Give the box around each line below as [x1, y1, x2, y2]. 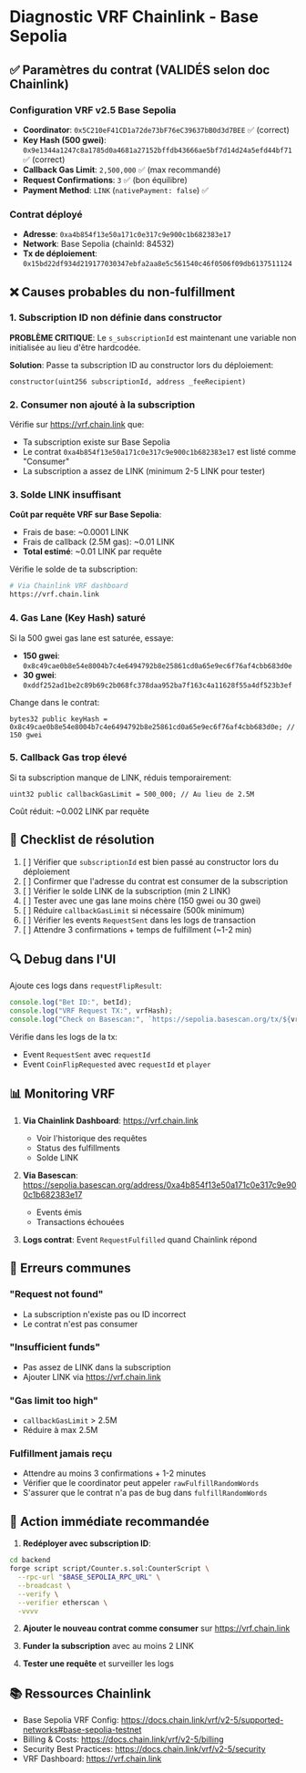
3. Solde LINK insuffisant [9, 489, 121, 501]
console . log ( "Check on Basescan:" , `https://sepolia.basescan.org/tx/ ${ [9, 1015, 291, 1025]
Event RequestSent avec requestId [22, 1049, 151, 1060]
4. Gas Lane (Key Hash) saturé [9, 612, 147, 624]
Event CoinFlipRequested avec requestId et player [22, 1059, 211, 1070]
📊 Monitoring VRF [9, 1087, 116, 1102]
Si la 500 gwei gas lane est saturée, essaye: [9, 632, 174, 644]
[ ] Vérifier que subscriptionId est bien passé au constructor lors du [22, 856, 280, 867]
